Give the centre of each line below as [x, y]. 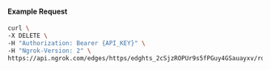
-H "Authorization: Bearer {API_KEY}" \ [77, 43]
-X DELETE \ [28, 36]
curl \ [19, 28]
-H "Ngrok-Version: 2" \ [49, 51]
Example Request [38, 11]
